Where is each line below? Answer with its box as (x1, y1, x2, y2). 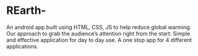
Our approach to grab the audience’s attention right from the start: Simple (6, 30, 190, 37)
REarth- (6, 4, 47, 17)
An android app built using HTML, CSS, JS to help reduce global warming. (6, 23, 191, 31)
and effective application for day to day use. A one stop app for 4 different (6, 36, 193, 43)
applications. (6, 43, 38, 50)
